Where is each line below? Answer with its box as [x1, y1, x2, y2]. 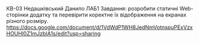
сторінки [6, 11, 29, 18]
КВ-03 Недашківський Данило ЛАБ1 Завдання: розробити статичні [6, 5, 179, 12]
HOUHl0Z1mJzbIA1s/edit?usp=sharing [6, 30, 101, 37]
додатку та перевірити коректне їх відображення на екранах [29, 11, 187, 18]
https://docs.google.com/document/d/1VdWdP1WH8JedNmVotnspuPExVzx [6, 24, 194, 31]
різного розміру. [6, 18, 49, 24]
